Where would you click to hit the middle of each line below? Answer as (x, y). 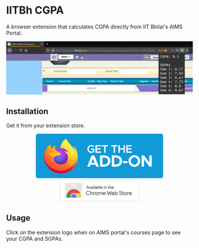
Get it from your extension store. (46, 125)
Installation (27, 111)
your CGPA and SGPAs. (35, 239)
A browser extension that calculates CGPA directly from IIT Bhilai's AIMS (94, 27)
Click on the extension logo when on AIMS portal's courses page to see (94, 232)
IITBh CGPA (35, 10)
